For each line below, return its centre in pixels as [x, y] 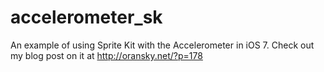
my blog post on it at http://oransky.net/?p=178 [106, 55]
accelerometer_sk [86, 17]
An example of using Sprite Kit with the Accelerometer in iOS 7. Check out [162, 45]
